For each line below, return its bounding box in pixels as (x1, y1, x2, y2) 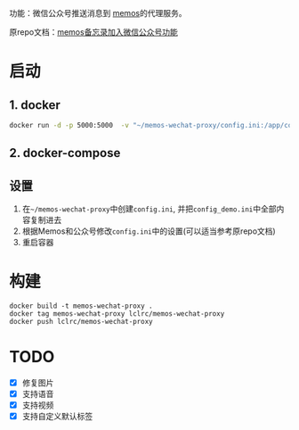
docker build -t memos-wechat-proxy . (9, 302, 153, 310)
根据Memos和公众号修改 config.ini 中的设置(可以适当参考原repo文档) (21, 226, 276, 236)
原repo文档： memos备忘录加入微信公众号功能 (9, 27, 178, 37)
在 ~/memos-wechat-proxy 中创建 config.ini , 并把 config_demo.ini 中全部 (21, 203, 277, 214)
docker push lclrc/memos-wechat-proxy (9, 318, 153, 327)
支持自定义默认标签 (21, 411, 93, 422)
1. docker (9, 97, 61, 112)
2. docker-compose (9, 145, 121, 161)
